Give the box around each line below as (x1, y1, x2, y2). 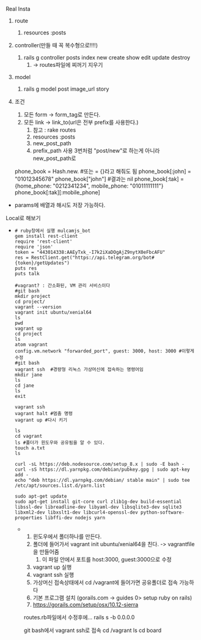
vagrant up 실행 (32, 563, 72, 571)
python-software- (141, 509, 185, 516)
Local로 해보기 (5, 215, 41, 221)
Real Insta (5, 6, 31, 12)
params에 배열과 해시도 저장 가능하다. (14, 202, 106, 208)
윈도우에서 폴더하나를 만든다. (32, 533, 102, 540)
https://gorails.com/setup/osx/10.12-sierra (32, 601, 139, 608)
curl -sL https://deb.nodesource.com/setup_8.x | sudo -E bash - (14, 461, 185, 467)
